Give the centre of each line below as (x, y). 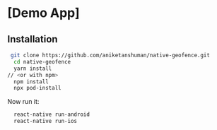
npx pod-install (37, 88)
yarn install (33, 69)
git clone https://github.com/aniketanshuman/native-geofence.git (110, 55)
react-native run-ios (46, 122)
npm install (31, 82)
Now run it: (23, 102)
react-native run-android (52, 114)
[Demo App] (43, 13)
